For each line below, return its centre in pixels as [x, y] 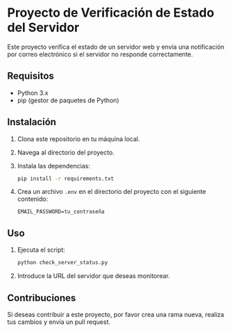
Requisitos [31, 76]
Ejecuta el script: [41, 250]
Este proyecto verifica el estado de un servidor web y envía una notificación [116, 47]
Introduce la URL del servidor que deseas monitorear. [94, 276]
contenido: [33, 199]
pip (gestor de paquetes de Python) [68, 100]
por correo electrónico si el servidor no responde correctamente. [100, 54]
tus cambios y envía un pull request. [59, 322]
